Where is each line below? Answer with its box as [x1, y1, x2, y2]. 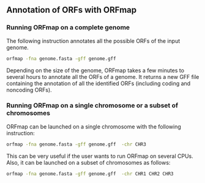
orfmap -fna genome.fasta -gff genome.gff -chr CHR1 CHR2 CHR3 [6, 171, 174, 177]
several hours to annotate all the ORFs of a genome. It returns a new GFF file [6, 73, 199, 80]
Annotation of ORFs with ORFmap [6, 5, 137, 15]
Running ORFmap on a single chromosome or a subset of [6, 101, 179, 110]
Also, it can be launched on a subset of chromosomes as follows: [6, 159, 171, 166]
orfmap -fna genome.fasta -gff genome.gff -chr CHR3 [6, 141, 147, 148]
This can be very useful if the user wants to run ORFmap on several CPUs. [6, 152, 194, 160]
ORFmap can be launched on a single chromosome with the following [6, 122, 182, 130]
